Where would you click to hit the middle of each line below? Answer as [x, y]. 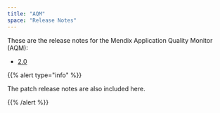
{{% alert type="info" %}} [45, 75]
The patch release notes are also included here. [76, 88]
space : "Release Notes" [42, 20]
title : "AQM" [26, 14]
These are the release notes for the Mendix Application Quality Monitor [110, 40]
